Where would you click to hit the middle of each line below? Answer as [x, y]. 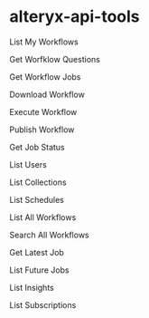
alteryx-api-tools [74, 17]
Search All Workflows [49, 235]
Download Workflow [47, 94]
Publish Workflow [42, 130]
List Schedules [37, 199]
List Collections [38, 182]
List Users [28, 164]
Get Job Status [37, 147]
